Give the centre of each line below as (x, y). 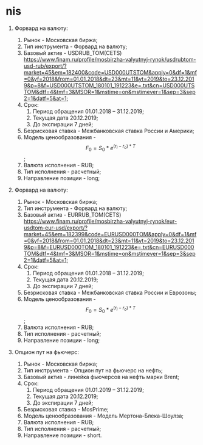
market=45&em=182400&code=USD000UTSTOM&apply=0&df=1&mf (110, 72)
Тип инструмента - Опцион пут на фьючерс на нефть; (93, 370)
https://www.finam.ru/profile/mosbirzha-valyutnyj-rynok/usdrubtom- (110, 59)
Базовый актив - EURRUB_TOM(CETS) (72, 215)
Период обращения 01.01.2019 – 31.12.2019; (88, 389)
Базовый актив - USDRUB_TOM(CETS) (73, 52)
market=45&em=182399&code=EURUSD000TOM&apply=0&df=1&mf (110, 234)
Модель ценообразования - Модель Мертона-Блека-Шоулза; (103, 416)
